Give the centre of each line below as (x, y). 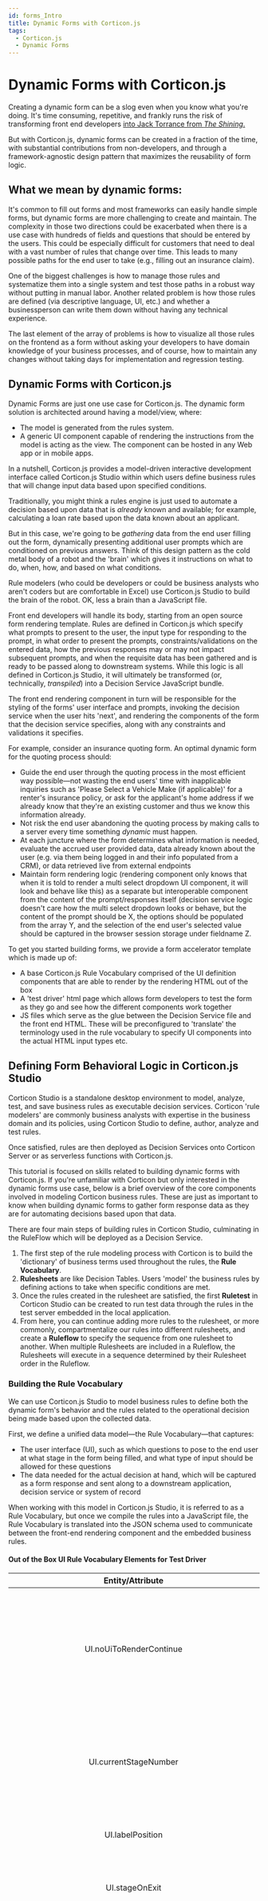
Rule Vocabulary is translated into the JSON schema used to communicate (130, 1524)
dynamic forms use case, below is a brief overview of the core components (132, 1188)
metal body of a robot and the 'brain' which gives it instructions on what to (131, 559)
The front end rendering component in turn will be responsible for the (122, 698)
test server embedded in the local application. (95, 1312)
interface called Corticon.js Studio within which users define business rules (132, 477)
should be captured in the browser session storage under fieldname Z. (136, 933)
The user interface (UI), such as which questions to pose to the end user (139, 1449)
